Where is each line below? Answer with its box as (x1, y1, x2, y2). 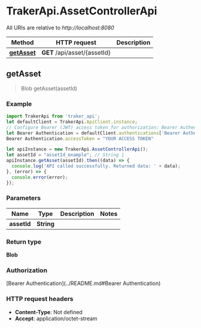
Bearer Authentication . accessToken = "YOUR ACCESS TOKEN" (6, 136, 154, 142)
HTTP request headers (6, 295, 74, 303)
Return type (6, 237, 42, 246)
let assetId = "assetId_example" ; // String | (6, 152, 124, 158)
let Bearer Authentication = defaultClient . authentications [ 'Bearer (6, 130, 181, 136)
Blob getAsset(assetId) (20, 85, 78, 92)
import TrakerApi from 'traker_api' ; (6, 113, 100, 119)
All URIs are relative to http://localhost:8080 (6, 24, 115, 31)
